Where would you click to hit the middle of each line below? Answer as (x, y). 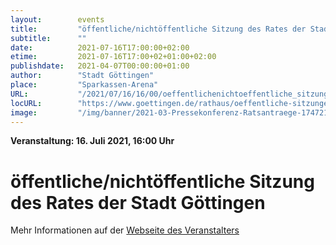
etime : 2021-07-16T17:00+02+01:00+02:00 (113, 57)
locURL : (26, 103)
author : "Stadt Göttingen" (82, 76)
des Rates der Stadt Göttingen (138, 202)
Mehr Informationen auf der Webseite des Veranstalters (125, 230)
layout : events (57, 19)
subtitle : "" (48, 38)
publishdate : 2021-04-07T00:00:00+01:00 (100, 66)
